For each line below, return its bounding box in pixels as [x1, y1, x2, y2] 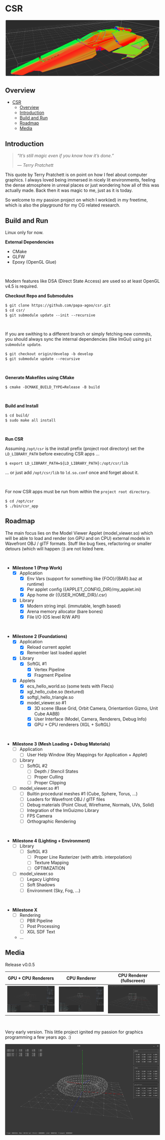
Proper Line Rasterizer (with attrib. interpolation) [34, 854, 132, 860]
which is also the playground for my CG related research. [5, 202, 120, 208]
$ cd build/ [5, 413, 29, 418]
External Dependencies [5, 239, 54, 245]
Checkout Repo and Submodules [5, 293, 74, 299]
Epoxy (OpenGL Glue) [12, 259, 56, 265]
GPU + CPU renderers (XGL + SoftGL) [34, 721, 111, 728]
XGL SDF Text [27, 929, 55, 934]
